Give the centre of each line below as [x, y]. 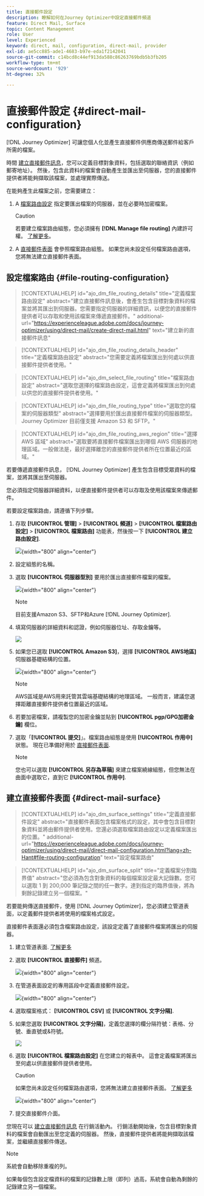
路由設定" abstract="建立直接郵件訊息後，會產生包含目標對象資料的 [106, 301]
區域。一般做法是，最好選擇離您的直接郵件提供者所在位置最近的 [106, 449]
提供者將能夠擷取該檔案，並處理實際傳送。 [59, 178]
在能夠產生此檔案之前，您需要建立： [52, 191]
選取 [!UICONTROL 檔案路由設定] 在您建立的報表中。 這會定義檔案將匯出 [106, 1056]
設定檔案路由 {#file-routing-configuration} [88, 277]
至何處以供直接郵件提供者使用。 [55, 1063]
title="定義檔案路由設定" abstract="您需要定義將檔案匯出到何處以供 [105, 357]
